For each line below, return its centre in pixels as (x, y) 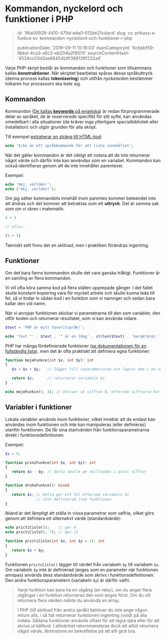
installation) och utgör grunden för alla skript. (51, 127)
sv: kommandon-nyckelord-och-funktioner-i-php (82, 38)
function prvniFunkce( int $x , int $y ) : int (51, 463)
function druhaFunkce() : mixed (37, 485)
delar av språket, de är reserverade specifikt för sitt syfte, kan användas (79, 116)
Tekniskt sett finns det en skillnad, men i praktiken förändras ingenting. (77, 245)
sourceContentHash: (109, 53)
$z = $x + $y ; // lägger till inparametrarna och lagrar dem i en (83, 370)
